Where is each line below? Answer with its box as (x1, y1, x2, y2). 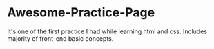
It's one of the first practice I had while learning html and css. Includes (7, 27, 207, 35)
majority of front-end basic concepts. (7, 34, 114, 42)
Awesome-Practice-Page (7, 5, 155, 20)
